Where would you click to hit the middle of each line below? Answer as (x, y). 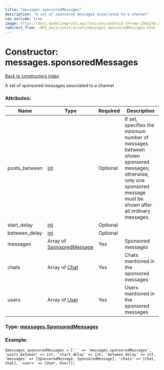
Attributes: (18, 98)
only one (135, 180)
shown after (138, 205)
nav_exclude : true (24, 19)
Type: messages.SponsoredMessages (52, 327)
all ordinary (137, 211)
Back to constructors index (32, 76)
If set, (131, 119)
